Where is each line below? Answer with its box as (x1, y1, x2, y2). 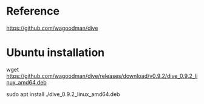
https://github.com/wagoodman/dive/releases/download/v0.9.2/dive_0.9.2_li (6, 72, 198, 80)
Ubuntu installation (6, 46, 105, 60)
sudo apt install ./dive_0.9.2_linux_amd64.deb (6, 90, 120, 98)
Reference (6, 4, 59, 18)
